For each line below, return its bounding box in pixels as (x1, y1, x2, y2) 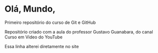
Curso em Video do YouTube (4, 34, 63, 40)
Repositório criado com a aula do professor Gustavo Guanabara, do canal (4, 29, 153, 35)
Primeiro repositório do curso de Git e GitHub (4, 19, 96, 25)
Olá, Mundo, (4, 3, 56, 15)
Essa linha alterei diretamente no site (4, 43, 79, 49)
